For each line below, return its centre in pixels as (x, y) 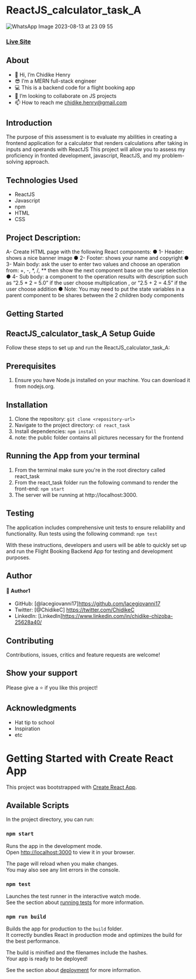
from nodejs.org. (35, 386)
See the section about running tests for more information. (75, 902)
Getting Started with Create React (90, 758)
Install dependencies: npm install (55, 431)
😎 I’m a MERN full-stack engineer (55, 81)
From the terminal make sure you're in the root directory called (90, 470)
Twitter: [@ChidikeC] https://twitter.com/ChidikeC (74, 610)
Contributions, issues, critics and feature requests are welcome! (83, 655)
